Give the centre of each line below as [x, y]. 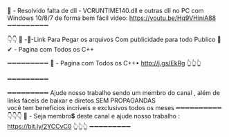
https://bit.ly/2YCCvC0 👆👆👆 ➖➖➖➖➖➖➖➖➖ [69, 126]
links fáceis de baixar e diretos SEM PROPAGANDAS [81, 101]
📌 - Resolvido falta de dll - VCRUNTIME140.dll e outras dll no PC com [106, 11]
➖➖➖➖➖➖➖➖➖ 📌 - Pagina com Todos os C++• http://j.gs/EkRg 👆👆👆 [104, 63]
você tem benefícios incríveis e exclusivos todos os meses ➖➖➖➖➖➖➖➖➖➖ [114, 108]
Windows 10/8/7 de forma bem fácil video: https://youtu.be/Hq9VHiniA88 [112, 18]
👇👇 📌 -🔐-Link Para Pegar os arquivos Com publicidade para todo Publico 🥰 [114, 39]
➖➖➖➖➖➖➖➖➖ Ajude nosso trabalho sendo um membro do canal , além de [113, 93]
